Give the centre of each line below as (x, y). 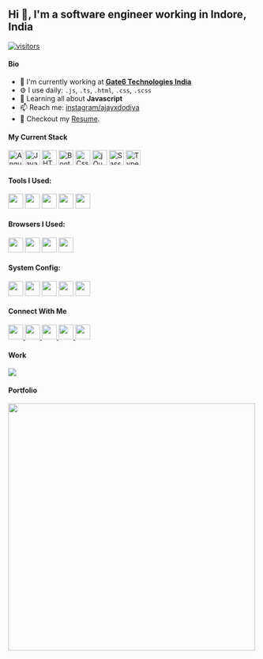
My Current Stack (38, 137)
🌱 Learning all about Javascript (71, 99)
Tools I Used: (30, 180)
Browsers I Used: (37, 224)
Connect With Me (38, 311)
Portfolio (23, 390)
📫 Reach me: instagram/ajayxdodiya (79, 108)
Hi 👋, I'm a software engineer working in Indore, (127, 15)
